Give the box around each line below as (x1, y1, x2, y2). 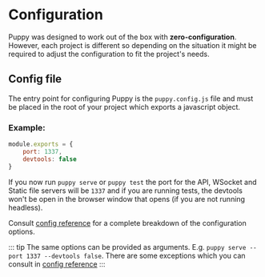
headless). (8, 203, 43, 212)
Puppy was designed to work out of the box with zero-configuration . (8, 32, 237, 42)
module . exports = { (8, 140, 74, 149)
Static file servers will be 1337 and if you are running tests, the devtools (8, 186, 243, 195)
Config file (8, 72, 62, 86)
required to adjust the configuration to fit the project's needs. (8, 49, 210, 58)
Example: (8, 122, 46, 133)
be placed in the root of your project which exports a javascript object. (8, 102, 241, 111)
